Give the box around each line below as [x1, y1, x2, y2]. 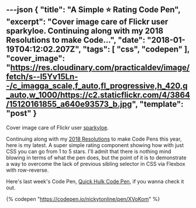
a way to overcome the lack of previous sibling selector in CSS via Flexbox [6, 160, 185, 167]
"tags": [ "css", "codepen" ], [82, 45, 190, 54]
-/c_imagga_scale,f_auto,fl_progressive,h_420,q [6, 81, 188, 91]
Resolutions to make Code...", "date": [6, 35, 146, 45]
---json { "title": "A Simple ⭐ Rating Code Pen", [6, 5, 181, 15]
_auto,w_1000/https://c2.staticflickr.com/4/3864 [6, 90, 191, 100]
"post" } [6, 108, 37, 118]
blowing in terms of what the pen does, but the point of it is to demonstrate [6, 154, 187, 161]
